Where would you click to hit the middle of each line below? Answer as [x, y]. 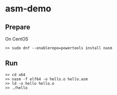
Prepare [18, 27]
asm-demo [28, 9]
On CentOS [17, 39]
